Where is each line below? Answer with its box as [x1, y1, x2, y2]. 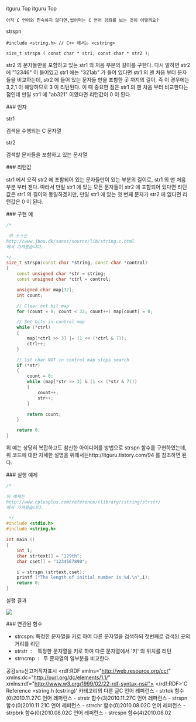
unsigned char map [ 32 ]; [16, 287, 75, 293]
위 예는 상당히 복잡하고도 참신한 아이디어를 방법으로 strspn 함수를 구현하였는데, [6, 444, 187, 451]
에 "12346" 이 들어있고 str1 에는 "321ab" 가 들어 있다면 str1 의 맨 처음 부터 [6, 69, 177, 76]
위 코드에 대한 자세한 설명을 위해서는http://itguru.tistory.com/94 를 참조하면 [6, 452, 181, 458]
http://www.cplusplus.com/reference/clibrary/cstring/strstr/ [6, 499, 161, 505]
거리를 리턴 [14, 640, 40, 647]
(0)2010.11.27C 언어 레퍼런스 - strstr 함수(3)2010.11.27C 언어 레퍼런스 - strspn [6, 694, 188, 701]
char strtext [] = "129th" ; [16, 553, 82, 559]
